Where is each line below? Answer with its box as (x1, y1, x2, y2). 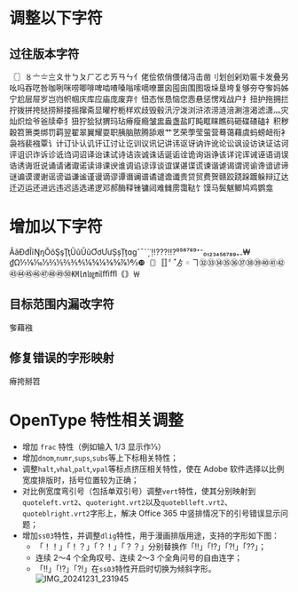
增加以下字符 (9, 217, 104, 237)
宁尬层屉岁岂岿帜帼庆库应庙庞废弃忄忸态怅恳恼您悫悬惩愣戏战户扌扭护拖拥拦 (9, 94, 289, 104)
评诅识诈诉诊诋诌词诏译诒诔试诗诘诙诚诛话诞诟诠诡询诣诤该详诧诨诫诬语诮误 (9, 149, 289, 160)
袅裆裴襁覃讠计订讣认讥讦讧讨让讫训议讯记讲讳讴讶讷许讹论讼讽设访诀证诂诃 (9, 138, 289, 148)
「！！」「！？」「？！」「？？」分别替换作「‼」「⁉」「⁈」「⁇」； (35, 541, 267, 551)
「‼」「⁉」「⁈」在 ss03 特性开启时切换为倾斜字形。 (35, 563, 216, 573)
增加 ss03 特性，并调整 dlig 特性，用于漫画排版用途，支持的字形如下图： (21, 530, 280, 541)
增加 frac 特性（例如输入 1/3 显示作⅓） (21, 441, 166, 452)
